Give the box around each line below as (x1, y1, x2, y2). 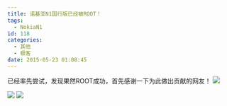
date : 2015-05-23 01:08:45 (7, 57, 87, 64)
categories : (7, 37, 43, 44)
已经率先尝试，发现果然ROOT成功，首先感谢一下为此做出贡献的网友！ (7, 76, 211, 85)
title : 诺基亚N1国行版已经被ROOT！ (7, 10, 101, 18)
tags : (7, 17, 23, 24)
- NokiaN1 (13, 23, 43, 30)
